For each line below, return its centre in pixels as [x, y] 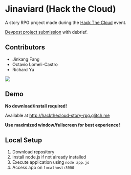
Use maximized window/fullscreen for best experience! [63, 125]
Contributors [25, 47]
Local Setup [24, 140]
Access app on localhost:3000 [43, 168]
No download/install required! [36, 106]
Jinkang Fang [26, 59]
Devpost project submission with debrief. [46, 32]
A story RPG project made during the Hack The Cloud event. [66, 22]
